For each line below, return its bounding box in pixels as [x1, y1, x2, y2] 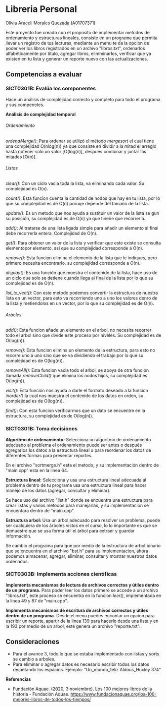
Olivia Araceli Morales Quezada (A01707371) [5, 20, 96, 26]
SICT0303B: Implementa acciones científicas [5, 571, 117, 578]
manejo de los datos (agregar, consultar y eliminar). [5, 487, 111, 493]
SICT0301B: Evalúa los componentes [5, 85, 96, 92]
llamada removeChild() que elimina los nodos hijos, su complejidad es [5, 373, 148, 379]
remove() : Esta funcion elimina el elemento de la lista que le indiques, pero [5, 255, 157, 261]
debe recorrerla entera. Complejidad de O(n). [5, 231, 98, 236]
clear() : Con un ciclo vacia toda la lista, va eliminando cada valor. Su [5, 180, 145, 186]
